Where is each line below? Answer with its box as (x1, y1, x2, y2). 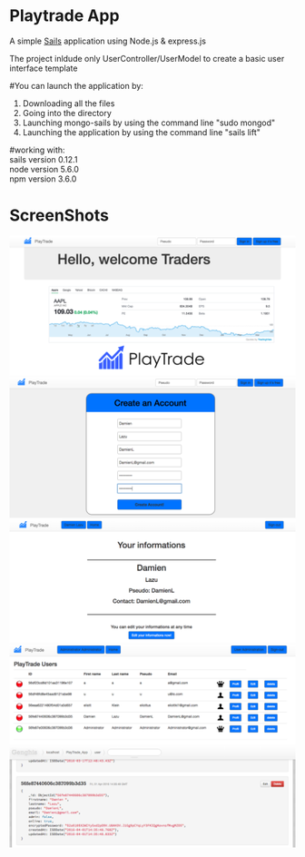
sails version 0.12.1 (9, 153, 78, 164)
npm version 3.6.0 (9, 173, 77, 184)
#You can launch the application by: (9, 80, 143, 91)
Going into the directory (22, 107, 112, 118)
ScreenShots (9, 205, 109, 226)
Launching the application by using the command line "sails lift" (22, 126, 261, 137)
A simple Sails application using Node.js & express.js (9, 35, 207, 46)
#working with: (9, 144, 65, 155)
